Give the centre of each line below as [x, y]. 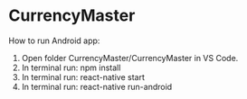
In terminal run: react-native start [83, 76]
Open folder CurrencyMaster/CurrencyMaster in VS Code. [130, 58]
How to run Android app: [54, 40]
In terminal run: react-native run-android [97, 86]
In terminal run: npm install [71, 67]
